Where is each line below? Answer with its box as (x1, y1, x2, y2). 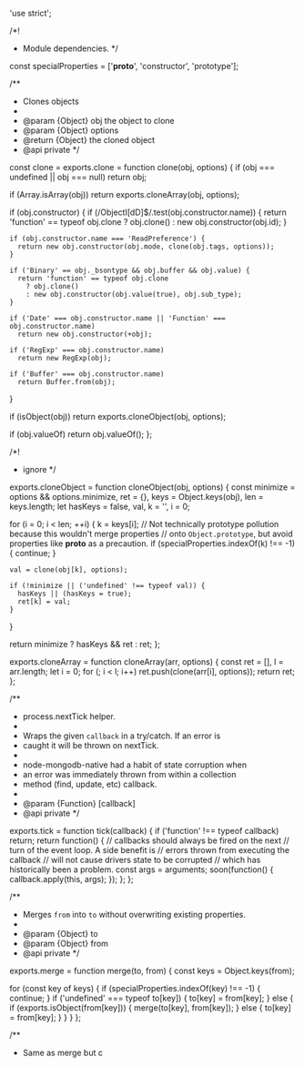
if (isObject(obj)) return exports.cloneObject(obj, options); (9, 412, 227, 422)
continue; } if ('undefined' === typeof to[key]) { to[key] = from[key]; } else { (9, 992, 294, 1003)
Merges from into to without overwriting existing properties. (22, 909, 247, 920)
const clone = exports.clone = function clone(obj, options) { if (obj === (9, 162, 276, 172)
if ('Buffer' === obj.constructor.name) (9, 370, 166, 379)
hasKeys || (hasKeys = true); (17, 589, 132, 598)
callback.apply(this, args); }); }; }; (9, 874, 134, 884)
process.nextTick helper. (22, 711, 116, 722)
